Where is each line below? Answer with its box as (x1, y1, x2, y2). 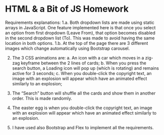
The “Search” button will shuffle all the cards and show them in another (12, 90, 156, 96)
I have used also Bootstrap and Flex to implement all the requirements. (12, 124, 154, 130)
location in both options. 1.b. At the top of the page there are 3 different (5, 40, 148, 46)
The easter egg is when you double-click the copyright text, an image (12, 105, 152, 111)
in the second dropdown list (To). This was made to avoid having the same (5, 35, 155, 41)
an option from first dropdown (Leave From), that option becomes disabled (5, 30, 156, 36)
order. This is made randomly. (12, 95, 72, 101)
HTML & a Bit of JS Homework (5, 3, 129, 15)
